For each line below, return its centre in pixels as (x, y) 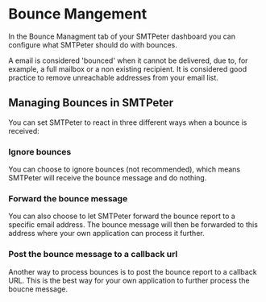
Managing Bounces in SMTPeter (91, 103)
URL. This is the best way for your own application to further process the (129, 280)
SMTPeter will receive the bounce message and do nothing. (108, 178)
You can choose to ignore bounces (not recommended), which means (125, 169)
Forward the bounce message (68, 198)
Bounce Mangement (78, 14)
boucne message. (38, 289)
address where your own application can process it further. (106, 234)
